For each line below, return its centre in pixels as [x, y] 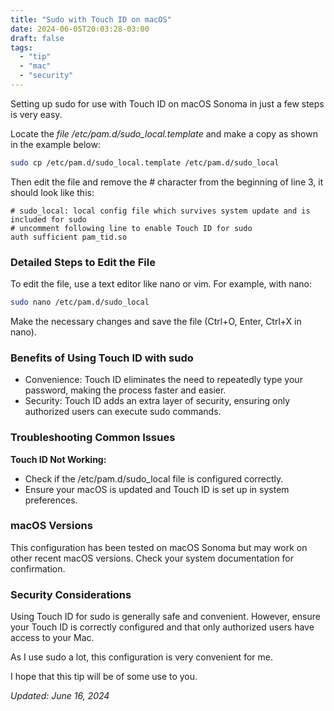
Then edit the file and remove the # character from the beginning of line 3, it [167, 182]
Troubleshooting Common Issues [93, 438]
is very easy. [36, 114]
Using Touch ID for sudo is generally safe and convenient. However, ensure [165, 617]
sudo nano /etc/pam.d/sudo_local [80, 302]
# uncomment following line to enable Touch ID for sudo [131, 228]
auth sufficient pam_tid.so [69, 237]
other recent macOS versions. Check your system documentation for [152, 558]
